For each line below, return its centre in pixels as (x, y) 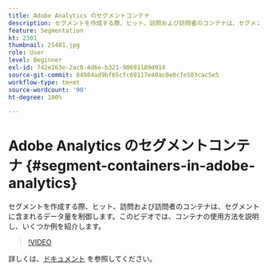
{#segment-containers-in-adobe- (140, 166)
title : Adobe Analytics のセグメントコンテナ (79, 16)
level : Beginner (35, 61)
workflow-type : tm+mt (44, 82)
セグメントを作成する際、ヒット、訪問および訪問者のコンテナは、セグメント (134, 206)
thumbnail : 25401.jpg (44, 45)
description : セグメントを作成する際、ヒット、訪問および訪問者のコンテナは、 (124, 23)
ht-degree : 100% (35, 97)
